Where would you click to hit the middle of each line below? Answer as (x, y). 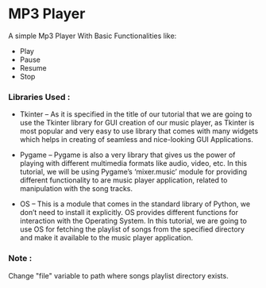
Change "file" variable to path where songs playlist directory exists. (118, 275)
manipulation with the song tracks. (76, 189)
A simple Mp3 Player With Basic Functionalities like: (93, 36)
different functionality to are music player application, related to (123, 180)
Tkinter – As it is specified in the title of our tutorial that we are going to (136, 114)
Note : (20, 259)
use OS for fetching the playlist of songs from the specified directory (132, 229)
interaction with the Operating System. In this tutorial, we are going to (133, 221)
